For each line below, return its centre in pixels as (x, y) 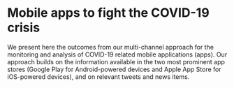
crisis (24, 28)
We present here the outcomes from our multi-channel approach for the (111, 47)
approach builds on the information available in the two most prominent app (116, 61)
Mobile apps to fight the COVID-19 (108, 13)
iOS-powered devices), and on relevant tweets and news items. (98, 76)
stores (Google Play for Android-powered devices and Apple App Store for (114, 69)
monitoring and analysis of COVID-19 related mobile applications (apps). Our (117, 54)
